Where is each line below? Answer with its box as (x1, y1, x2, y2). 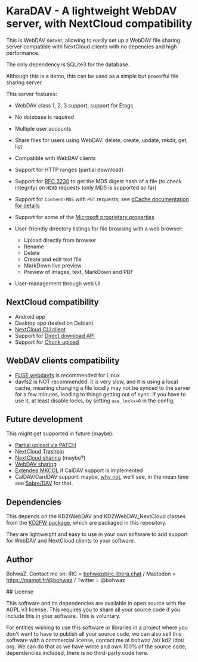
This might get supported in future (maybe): (6, 430, 114, 437)
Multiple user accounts (14, 125, 72, 132)
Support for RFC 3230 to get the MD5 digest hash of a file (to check (14, 177, 182, 184)
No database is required (14, 113, 75, 121)
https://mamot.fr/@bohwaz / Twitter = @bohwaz (6, 577, 126, 583)
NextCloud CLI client (14, 325, 66, 332)
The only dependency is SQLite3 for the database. (6, 61, 130, 68)
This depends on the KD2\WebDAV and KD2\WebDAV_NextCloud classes (6, 513, 186, 520)
